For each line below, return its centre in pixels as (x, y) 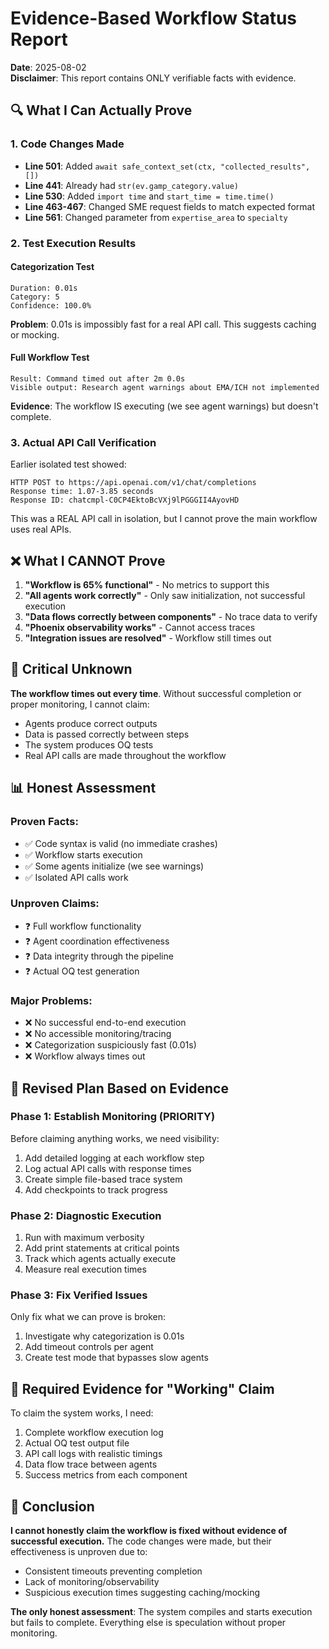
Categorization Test (52, 267)
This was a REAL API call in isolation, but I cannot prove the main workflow (164, 519)
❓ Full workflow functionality (83, 926)
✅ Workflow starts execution (83, 854)
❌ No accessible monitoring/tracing (98, 1034)
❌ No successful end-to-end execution (105, 1023)
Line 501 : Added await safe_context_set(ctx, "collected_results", (167, 166)
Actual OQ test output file (77, 1443)
